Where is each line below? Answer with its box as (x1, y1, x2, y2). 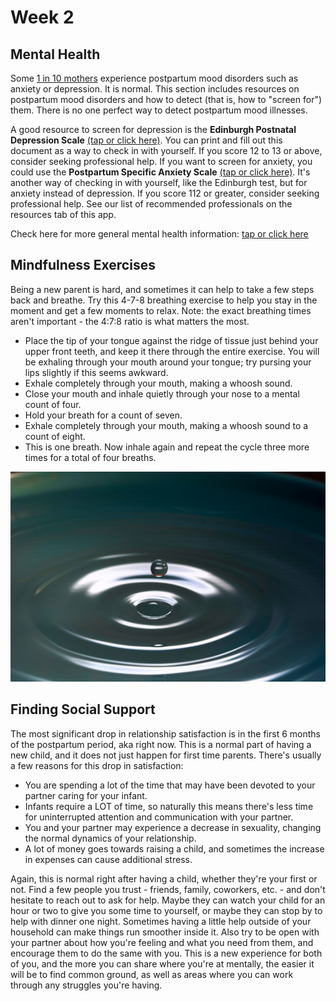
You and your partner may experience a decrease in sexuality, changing (24, 821, 322, 833)
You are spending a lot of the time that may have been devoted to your (24, 779, 316, 791)
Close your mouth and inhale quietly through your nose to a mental (24, 387, 300, 400)
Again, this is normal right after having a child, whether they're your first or (10, 872, 318, 885)
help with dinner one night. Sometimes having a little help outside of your (10, 915, 312, 927)
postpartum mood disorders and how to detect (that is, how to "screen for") (10, 94, 323, 105)
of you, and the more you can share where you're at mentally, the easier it (10, 957, 315, 970)
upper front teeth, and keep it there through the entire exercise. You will (24, 345, 320, 357)
